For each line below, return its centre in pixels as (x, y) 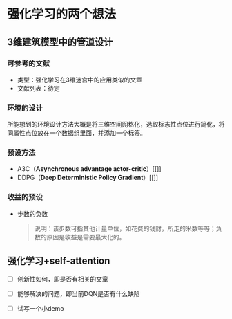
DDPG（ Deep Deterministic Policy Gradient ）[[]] (88, 178)
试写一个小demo (40, 308)
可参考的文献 (29, 63)
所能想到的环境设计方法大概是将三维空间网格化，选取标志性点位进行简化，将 (116, 125)
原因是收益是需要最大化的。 (86, 237)
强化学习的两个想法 (62, 14)
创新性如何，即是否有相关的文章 (62, 279)
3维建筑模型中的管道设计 (60, 42)
